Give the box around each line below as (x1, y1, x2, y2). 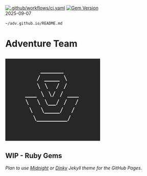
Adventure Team (5, 38, 78, 50)
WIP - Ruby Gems (5, 151, 62, 160)
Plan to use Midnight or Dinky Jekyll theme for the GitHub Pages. (5, 165, 142, 171)
